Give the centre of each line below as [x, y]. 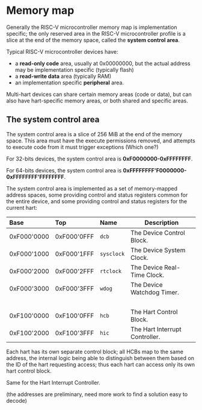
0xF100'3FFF [75, 333]
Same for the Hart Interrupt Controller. [53, 382]
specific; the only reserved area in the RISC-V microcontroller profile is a [96, 33]
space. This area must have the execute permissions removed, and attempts [101, 140]
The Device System [158, 250]
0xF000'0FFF [75, 236]
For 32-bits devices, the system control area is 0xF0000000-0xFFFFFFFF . [99, 159]
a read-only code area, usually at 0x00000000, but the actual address [103, 63]
